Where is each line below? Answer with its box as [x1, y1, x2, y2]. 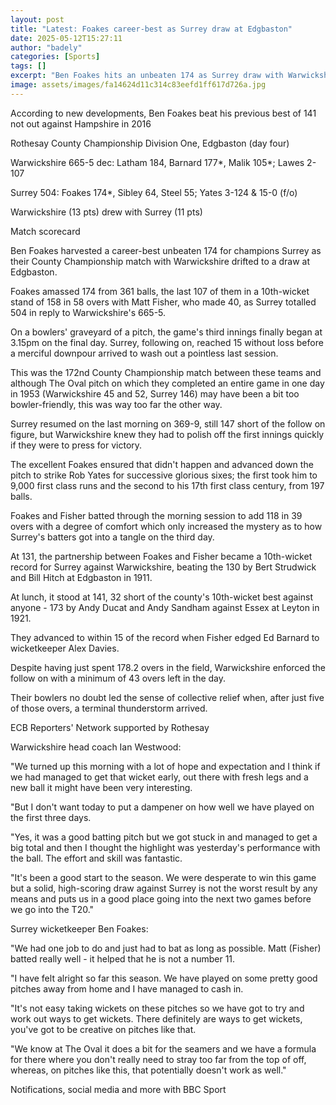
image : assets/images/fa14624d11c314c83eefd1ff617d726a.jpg [10, 80, 267, 90]
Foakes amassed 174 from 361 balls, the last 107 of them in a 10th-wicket [10, 285, 310, 297]
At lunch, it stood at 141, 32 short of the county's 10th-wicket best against [10, 591, 313, 603]
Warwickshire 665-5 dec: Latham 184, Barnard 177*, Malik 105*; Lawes [10, 156, 305, 168]
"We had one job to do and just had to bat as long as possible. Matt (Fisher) [10, 942, 322, 954]
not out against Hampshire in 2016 [10, 117, 152, 130]
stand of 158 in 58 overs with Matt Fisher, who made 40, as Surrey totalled [10, 296, 317, 308]
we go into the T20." [10, 903, 95, 915]
